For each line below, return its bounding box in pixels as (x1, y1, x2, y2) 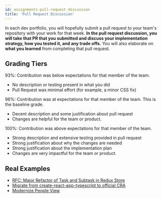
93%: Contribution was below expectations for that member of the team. (5, 72, 150, 78)
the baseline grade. (5, 101, 44, 107)
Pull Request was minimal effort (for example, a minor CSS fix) (12, 87, 137, 93)
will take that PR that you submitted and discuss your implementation (5, 35, 148, 41)
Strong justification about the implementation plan (12, 145, 112, 151)
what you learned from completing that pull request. (5, 46, 110, 51)
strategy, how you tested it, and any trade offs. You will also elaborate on (5, 40, 154, 46)
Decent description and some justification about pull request (12, 111, 133, 117)
